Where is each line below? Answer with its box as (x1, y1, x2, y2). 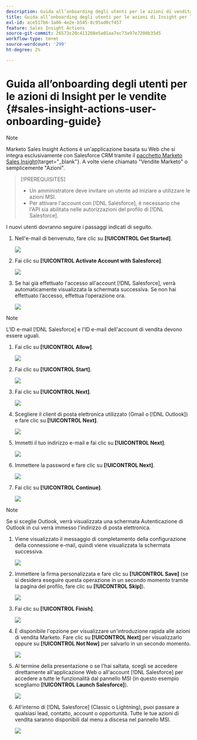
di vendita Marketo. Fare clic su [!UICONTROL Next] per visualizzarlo (14, 634, 182, 641)
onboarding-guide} (6, 115, 101, 128)
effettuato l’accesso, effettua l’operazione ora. (14, 292, 126, 299)
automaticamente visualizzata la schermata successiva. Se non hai (14, 285, 176, 292)
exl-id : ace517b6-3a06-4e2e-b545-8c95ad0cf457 (6, 19, 122, 25)
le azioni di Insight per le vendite (6, 89, 167, 103)
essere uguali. (6, 332, 40, 339)
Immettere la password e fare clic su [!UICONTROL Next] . (14, 462, 155, 469)
